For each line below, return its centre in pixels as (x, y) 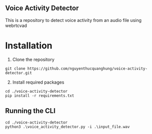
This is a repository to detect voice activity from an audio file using (73, 20)
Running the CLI (30, 111)
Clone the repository (33, 59)
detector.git (19, 73)
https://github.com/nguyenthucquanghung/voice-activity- (87, 68)
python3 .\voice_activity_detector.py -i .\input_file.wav (68, 127)
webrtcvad (16, 25)
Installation (29, 46)
